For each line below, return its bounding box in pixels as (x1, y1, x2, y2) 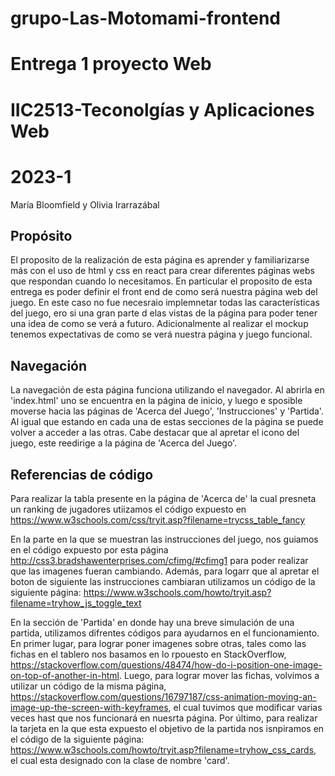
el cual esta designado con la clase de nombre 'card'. (10, 754, 230, 766)
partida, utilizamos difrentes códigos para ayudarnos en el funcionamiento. (10, 627, 320, 639)
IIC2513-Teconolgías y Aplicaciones (10, 98, 315, 121)
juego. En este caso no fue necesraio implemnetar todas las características (10, 297, 320, 309)
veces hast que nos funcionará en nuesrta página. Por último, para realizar (10, 712, 318, 724)
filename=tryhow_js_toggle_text (10, 597, 142, 609)
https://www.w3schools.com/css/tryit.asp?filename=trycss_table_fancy (10, 513, 306, 526)
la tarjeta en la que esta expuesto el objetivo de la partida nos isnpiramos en (10, 722, 325, 734)
